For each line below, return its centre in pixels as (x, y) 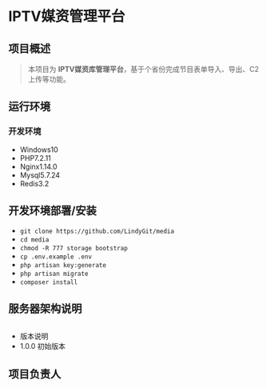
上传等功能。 (49, 79)
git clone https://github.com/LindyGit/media (97, 231)
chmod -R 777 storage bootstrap (74, 248)
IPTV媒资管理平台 (67, 16)
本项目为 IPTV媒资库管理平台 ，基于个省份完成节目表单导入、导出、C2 (143, 69)
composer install (49, 282)
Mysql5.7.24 (40, 175)
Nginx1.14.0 (38, 166)
